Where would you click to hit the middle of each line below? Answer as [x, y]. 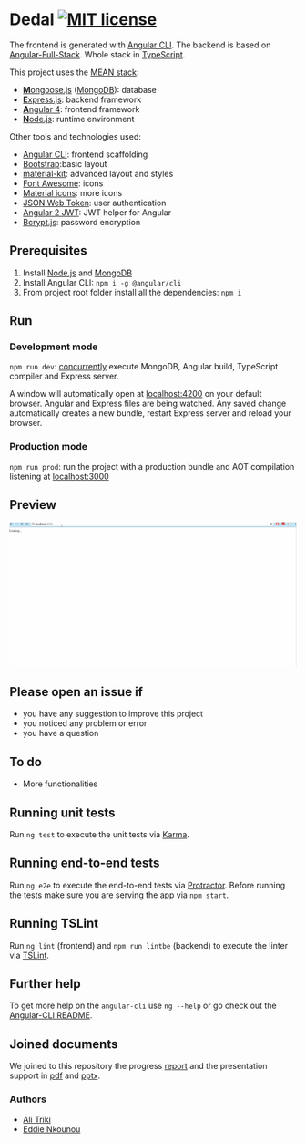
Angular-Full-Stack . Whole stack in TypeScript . [97, 54]
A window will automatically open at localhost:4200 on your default [136, 394]
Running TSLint [54, 924]
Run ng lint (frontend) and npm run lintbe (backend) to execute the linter [149, 945]
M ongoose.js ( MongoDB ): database [90, 89]
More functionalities [60, 784]
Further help [46, 984]
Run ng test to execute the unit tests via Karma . [99, 834]
